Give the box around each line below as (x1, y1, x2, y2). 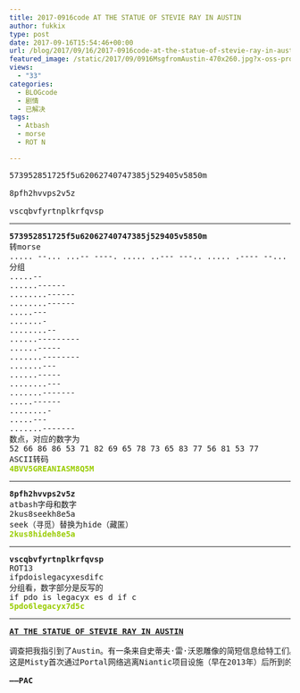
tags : (9, 113, 29, 122)
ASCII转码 (9, 453, 49, 464)
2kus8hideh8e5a (9, 528, 76, 539)
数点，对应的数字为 (9, 434, 80, 444)
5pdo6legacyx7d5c (9, 601, 85, 611)
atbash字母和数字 (9, 499, 78, 510)
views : (9, 63, 34, 72)
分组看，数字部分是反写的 (9, 582, 104, 593)
